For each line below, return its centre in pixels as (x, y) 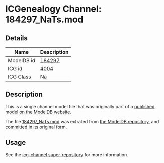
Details (16, 38)
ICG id (15, 68)
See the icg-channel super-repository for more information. (67, 155)
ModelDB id (22, 60)
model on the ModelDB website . (38, 112)
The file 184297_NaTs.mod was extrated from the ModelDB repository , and (82, 121)
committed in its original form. (36, 127)
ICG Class (19, 77)
